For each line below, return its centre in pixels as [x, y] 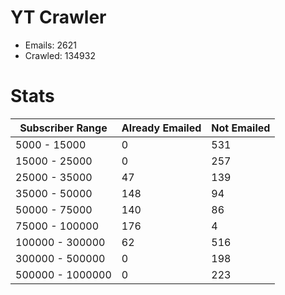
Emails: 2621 [50, 45]
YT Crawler [58, 17]
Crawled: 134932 [60, 55]
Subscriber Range [63, 128]
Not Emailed [241, 128]
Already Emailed [161, 128]
